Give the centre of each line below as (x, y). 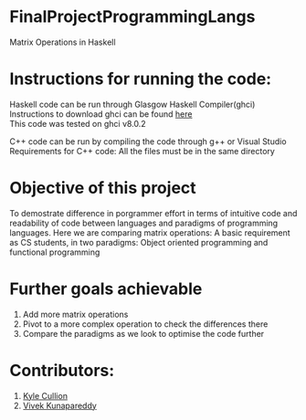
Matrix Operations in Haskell (63, 42)
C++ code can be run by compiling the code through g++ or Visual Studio (148, 141)
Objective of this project (103, 188)
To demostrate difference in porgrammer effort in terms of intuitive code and (153, 213)
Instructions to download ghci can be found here (101, 114)
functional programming (55, 252)
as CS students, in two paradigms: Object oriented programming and (139, 242)
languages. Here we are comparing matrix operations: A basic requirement (150, 232)
